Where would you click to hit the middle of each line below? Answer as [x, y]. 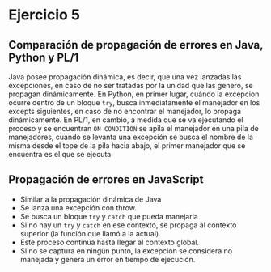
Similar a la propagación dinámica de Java [91, 199]
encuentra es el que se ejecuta [60, 154]
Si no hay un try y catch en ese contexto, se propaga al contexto [128, 225]
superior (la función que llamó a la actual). [90, 233]
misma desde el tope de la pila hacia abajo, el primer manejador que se [127, 146]
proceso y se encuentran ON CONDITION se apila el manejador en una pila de [133, 128]
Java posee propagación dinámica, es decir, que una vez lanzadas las [125, 77]
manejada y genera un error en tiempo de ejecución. [108, 259]
